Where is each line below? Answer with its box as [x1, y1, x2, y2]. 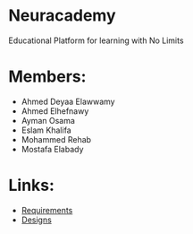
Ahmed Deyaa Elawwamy [21, 96, 115, 107]
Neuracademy [8, 5, 116, 26]
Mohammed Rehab [21, 134, 91, 144]
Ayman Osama [21, 115, 75, 126]
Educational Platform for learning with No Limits [8, 35, 184, 46]
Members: [8, 66, 87, 87]
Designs [21, 214, 53, 225]
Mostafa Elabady [21, 143, 84, 154]
